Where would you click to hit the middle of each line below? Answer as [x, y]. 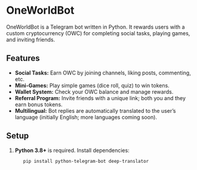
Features [23, 58]
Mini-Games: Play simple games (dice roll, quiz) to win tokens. [92, 85]
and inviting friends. [31, 39]
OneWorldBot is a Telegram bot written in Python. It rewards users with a [96, 27]
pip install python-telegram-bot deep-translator [86, 161]
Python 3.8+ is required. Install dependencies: [72, 150]
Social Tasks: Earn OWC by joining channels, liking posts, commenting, [103, 73]
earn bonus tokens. [39, 104]
